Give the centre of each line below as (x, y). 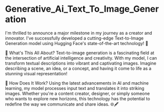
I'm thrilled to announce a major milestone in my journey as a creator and (79, 33)
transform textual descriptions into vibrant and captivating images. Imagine (81, 63)
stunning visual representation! (36, 73)
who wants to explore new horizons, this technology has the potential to (78, 98)
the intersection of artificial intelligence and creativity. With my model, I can (81, 58)
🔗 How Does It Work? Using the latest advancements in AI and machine (77, 83)
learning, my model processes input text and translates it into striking (75, 88)
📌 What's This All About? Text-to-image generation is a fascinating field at (80, 53)
